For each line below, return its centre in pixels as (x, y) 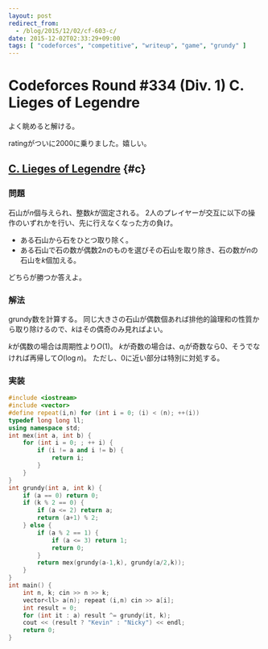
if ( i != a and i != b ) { (81, 451)
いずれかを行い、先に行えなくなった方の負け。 (100, 223)
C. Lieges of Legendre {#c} (77, 169)
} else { (37, 526)
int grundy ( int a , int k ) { (56, 488)
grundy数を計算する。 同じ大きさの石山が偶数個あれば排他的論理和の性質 (130, 319)
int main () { (30, 585)
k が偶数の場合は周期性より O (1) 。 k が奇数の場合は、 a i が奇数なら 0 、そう (127, 347)
